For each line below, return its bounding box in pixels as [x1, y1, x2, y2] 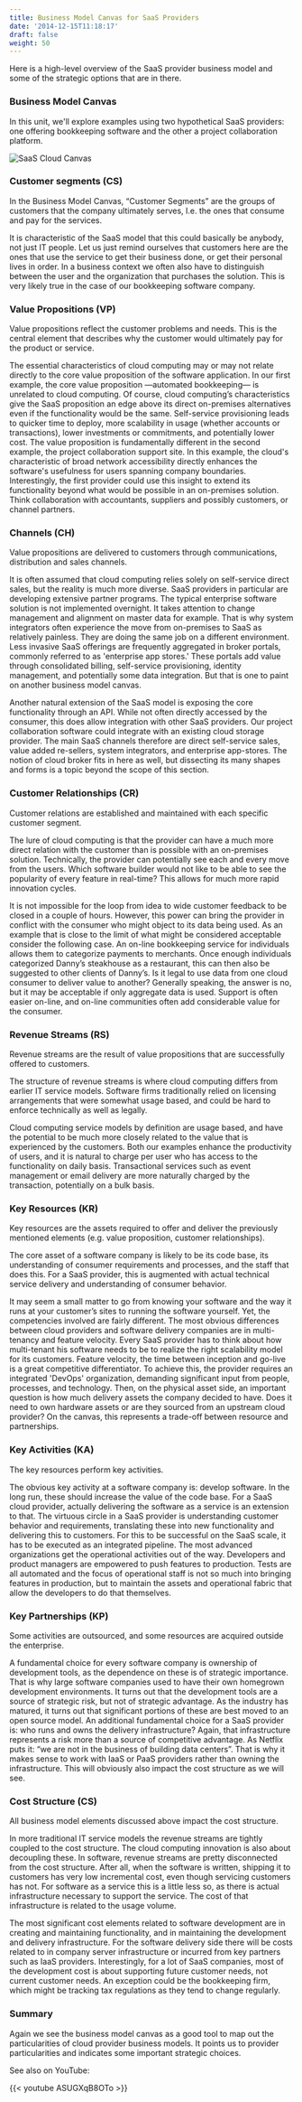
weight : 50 [9, 38, 50, 48]
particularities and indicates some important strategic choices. [9, 2047, 242, 2058]
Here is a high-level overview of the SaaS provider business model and [9, 63, 273, 74]
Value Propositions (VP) [9, 303, 116, 315]
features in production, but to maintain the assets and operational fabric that [9, 1577, 293, 1588]
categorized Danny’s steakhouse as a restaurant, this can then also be [9, 958, 270, 968]
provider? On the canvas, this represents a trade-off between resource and [9, 1411, 288, 1423]
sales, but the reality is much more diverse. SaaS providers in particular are [9, 584, 288, 594]
